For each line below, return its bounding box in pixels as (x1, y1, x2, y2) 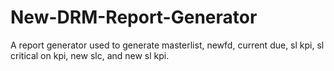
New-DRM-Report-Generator (10, 6, 258, 29)
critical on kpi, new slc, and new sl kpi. (10, 49, 170, 61)
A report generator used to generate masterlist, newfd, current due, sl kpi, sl (10, 39, 325, 51)
